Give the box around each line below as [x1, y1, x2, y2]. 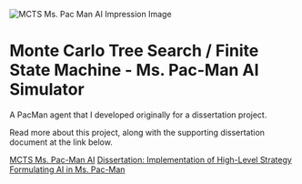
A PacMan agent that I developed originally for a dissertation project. [9, 109, 267, 120]
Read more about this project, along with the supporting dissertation [9, 127, 266, 138]
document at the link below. [9, 137, 114, 148]
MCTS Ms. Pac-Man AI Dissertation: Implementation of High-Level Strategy [9, 154, 293, 165]
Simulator [9, 79, 85, 100]
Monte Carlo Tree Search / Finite [9, 41, 259, 61]
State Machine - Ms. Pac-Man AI [9, 60, 259, 81]
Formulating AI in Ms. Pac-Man [9, 164, 126, 175]
